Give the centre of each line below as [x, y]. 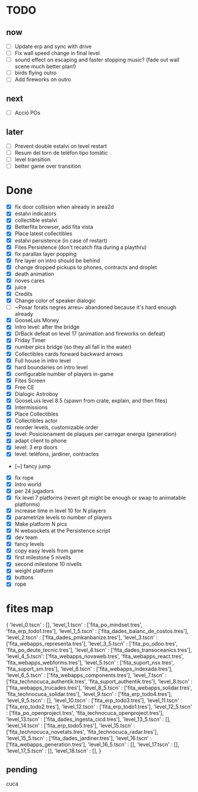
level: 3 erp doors [36, 448]
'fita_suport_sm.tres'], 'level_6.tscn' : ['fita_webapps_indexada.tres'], [90, 669]
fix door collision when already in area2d [64, 207]
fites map [30, 609]
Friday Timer [30, 340]
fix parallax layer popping [46, 254]
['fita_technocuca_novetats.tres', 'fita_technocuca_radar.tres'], [82, 732]
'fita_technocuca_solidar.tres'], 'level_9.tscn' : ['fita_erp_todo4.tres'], [89, 694]
